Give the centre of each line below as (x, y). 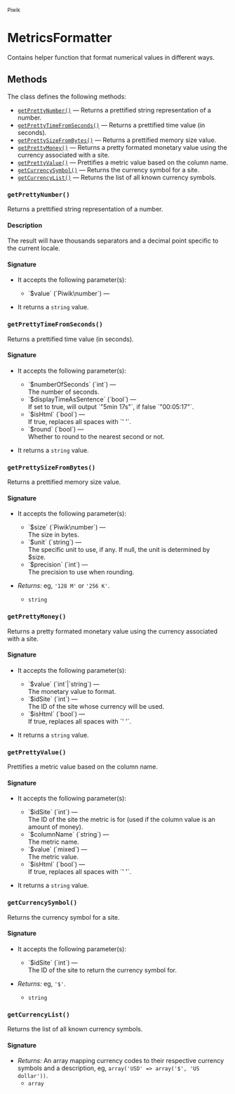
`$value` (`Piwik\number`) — (69, 294)
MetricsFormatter (60, 38)
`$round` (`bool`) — (56, 429)
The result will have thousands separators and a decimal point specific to (113, 241)
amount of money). (55, 827)
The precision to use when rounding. (81, 572)
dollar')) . (33, 1076)
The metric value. (53, 857)
